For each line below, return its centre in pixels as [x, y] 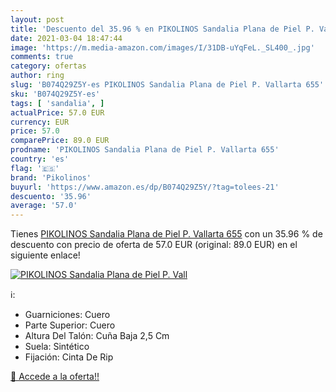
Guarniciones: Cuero [67, 315]
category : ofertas [48, 66]
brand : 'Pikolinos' [51, 177]
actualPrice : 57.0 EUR [57, 112]
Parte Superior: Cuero [70, 325]
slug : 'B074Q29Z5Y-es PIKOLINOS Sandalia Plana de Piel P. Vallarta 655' [167, 85]
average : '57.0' [44, 206]
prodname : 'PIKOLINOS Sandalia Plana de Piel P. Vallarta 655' [145, 150]
